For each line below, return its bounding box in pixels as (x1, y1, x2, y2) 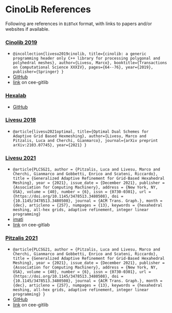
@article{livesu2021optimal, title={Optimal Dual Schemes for (12, 129, 149, 134)
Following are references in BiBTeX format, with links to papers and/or (5, 20, 152, 27)
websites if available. (5, 26, 50, 32)
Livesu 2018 (5, 116, 36, 123)
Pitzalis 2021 (5, 235, 38, 242)
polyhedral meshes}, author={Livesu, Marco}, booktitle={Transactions (12, 60, 167, 66)
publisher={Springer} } (12, 69, 64, 75)
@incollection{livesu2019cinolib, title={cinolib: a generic (12, 51, 147, 57)
